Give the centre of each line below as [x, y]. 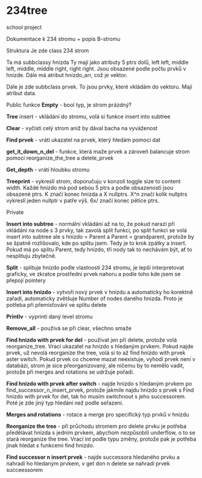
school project [24, 27]
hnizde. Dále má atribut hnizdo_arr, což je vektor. [67, 75]
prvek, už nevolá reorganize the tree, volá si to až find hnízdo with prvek [96, 353]
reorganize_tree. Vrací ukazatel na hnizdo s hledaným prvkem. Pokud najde [100, 346]
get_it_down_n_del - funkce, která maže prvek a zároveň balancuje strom [98, 151]
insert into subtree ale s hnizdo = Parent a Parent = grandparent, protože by [100, 236]
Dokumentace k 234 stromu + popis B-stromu [63, 39]
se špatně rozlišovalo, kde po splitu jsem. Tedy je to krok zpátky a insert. [96, 243]
